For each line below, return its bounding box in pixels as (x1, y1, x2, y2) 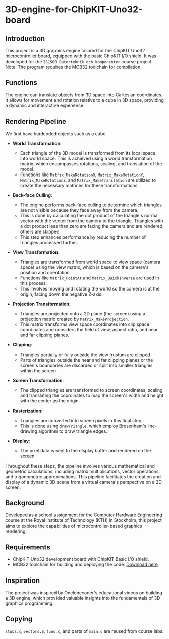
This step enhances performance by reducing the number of (20, 234, 146, 240)
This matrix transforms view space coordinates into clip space (20, 321, 150, 327)
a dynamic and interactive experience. (5, 102, 85, 108)
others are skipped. (20, 228, 61, 235)
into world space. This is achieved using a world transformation (20, 155, 152, 161)
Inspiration (5, 576, 40, 585)
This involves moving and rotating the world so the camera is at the (20, 285, 160, 292)
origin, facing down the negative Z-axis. (20, 291, 103, 297)
